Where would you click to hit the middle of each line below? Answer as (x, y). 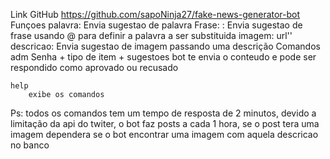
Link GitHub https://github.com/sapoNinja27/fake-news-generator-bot (155, 14)
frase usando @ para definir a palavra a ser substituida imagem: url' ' (151, 35)
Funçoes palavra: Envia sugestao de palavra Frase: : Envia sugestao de (156, 25)
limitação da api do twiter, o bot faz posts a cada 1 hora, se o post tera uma (165, 123)
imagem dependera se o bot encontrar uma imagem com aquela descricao (164, 134)
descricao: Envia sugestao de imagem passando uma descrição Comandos (165, 46)
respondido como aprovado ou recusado (94, 67)
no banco (30, 145)
